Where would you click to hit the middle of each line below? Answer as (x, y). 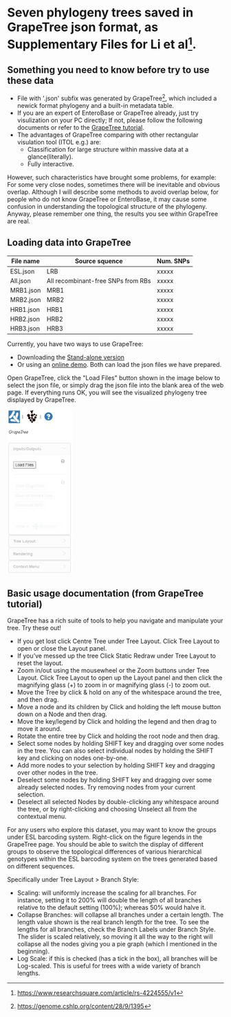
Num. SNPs (174, 261)
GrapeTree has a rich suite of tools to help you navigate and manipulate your (115, 621)
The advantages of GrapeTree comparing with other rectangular (108, 135)
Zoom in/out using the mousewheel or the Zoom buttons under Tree (113, 671)
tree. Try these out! (34, 628)
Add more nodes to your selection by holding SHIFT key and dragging (116, 765)
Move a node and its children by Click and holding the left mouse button (119, 707)
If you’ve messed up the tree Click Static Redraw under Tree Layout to (117, 656)
